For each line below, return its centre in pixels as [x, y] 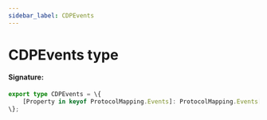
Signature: [26, 77]
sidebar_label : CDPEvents [51, 15]
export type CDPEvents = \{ [55, 95]
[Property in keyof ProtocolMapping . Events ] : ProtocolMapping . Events [141, 101]
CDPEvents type [63, 54]
